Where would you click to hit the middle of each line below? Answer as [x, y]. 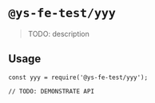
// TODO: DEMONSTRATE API [51, 91]
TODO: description [59, 34]
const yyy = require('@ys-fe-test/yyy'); [78, 77]
